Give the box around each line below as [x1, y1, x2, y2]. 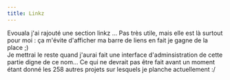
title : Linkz [7, 10, 45, 17]
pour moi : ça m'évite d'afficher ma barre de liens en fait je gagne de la [7, 36, 209, 44]
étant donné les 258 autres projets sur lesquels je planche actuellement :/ [7, 65, 216, 73]
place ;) [7, 43, 29, 51]
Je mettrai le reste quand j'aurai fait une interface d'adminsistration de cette [7, 51, 223, 59]
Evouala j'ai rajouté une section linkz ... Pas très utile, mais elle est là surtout [7, 29, 223, 37]
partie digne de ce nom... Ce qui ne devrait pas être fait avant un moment [7, 57, 216, 66]
